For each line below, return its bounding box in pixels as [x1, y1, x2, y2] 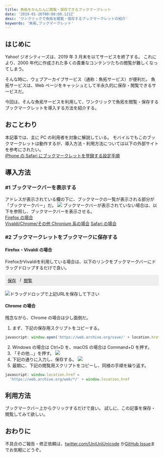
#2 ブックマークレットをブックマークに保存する [5, 234, 118, 241]
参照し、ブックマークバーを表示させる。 [13, 208, 95, 214]
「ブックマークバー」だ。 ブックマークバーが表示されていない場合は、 [5, 202, 153, 208]
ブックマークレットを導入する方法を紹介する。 [5, 105, 99, 111]
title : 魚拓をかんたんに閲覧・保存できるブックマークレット [5, 7, 111, 12]
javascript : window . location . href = [5, 372, 80, 377]
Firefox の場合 [5, 214, 33, 220]
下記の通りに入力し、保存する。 [12, 356, 77, 362]
